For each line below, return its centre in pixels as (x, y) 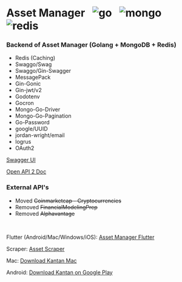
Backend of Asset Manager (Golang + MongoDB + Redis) (92, 45)
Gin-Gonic (28, 84)
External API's (28, 187)
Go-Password (32, 123)
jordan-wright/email (40, 135)
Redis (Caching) (35, 58)
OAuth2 (25, 148)
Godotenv (28, 96)
